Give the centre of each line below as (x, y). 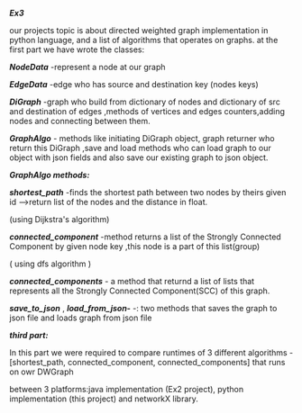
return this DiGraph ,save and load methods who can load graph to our (141, 148)
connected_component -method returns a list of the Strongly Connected (145, 237)
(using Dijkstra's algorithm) (59, 219)
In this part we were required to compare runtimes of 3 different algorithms (148, 353)
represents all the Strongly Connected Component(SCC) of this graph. (140, 291)
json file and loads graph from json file (81, 318)
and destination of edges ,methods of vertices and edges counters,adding (147, 111)
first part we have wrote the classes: (77, 49)
